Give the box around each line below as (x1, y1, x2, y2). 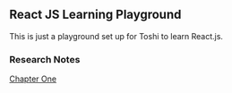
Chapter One (9, 73, 56, 84)
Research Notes (9, 53, 81, 65)
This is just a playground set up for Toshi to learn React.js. (9, 30, 224, 41)
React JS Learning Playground (9, 7, 182, 22)
